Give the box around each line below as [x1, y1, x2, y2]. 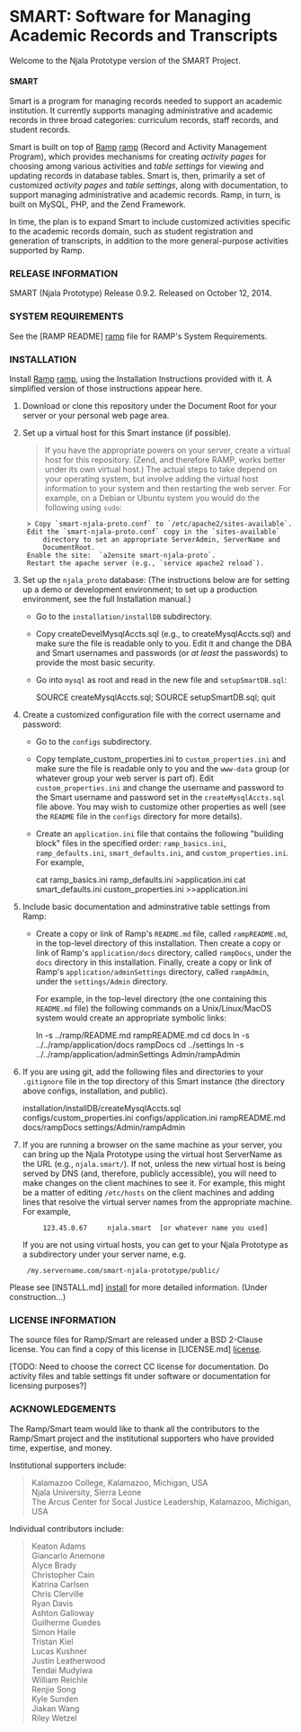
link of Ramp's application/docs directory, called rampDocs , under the [35, 948, 292, 959]
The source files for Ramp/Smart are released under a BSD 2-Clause [9, 1334, 263, 1345]
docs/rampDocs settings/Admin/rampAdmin [22, 1122, 186, 1133]
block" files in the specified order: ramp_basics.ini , [35, 838, 226, 849]
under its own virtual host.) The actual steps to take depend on [44, 464, 278, 475]
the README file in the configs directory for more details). [35, 811, 243, 822]
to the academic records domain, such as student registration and [9, 226, 253, 237]
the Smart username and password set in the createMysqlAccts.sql [35, 792, 286, 803]
